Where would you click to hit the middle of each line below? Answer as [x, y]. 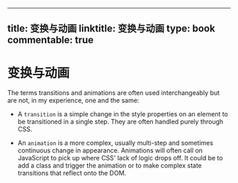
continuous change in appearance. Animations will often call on [110, 150]
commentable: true [51, 40]
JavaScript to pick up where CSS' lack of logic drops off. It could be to [120, 158]
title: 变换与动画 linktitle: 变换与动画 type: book [111, 29]
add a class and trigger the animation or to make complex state [109, 166]
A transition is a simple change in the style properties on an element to [123, 114]
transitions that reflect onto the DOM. [72, 173]
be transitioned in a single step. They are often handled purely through [120, 122]
